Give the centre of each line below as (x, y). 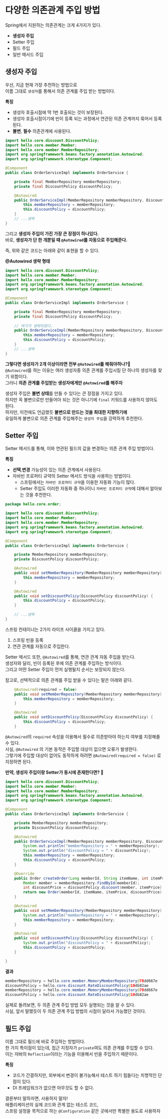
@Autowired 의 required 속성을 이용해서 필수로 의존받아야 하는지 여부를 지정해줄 (83, 736)
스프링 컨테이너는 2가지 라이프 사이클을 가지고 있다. (55, 629)
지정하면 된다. (19, 761)
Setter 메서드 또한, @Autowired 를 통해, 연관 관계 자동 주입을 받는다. (70, 657)
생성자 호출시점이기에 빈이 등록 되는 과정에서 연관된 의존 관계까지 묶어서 (82, 119)
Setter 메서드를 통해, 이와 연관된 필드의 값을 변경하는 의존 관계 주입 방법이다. (80, 449)
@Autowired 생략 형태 (28, 261)
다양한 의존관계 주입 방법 (53, 10)
